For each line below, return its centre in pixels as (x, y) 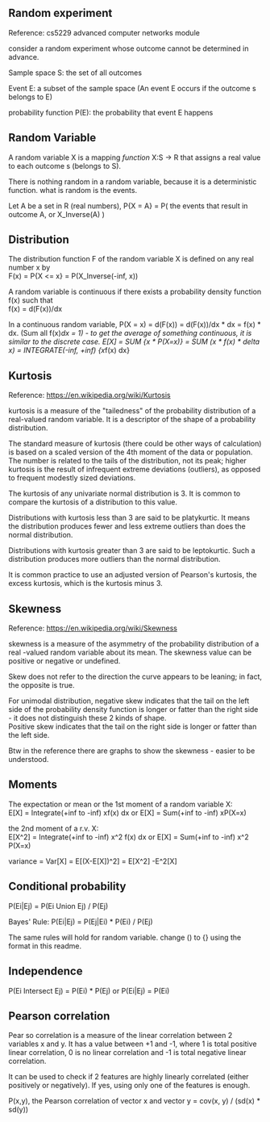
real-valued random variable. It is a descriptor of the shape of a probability (132, 420)
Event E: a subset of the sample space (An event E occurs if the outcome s (132, 88)
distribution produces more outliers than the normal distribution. (114, 559)
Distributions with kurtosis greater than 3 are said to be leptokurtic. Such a (132, 551)
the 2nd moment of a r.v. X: (54, 828)
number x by (29, 268)
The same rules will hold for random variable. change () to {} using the (125, 937)
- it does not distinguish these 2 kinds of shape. (87, 718)
